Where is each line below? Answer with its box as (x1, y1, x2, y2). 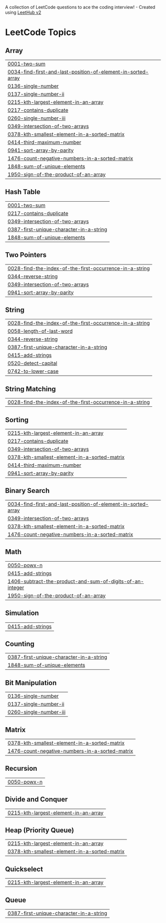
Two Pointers (5, 251, 47, 259)
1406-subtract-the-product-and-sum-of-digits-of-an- (7, 578, 144, 585)
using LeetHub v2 (5, 9, 41, 15)
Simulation (5, 609, 39, 617)
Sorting (5, 415, 29, 424)
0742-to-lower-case (7, 368, 59, 375)
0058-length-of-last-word (7, 328, 73, 335)
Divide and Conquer (5, 795, 68, 804)
